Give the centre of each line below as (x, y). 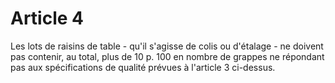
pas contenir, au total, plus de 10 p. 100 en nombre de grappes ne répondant (167, 56)
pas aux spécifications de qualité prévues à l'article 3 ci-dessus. (143, 67)
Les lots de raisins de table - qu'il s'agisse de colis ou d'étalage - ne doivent (167, 46)
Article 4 (47, 18)
